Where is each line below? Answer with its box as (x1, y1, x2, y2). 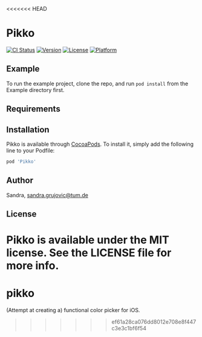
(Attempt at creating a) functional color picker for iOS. (6, 307, 140, 314)
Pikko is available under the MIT (6, 233, 169, 247)
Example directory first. (6, 86, 65, 93)
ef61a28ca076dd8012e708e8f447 (111, 318, 197, 326)
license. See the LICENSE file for (6, 246, 172, 260)
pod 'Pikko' (6, 159, 36, 165)
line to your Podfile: (6, 146, 55, 154)
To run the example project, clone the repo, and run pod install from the (6, 80, 189, 87)
